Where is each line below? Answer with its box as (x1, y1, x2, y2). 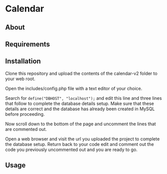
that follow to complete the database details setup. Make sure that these (5, 100, 154, 106)
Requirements (5, 40, 50, 48)
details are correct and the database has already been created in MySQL (5, 106, 155, 112)
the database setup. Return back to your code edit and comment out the (5, 141, 154, 147)
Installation (5, 57, 41, 66)
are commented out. (5, 126, 47, 132)
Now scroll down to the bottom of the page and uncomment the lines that (5, 121, 156, 127)
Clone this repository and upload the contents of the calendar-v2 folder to (5, 70, 157, 76)
